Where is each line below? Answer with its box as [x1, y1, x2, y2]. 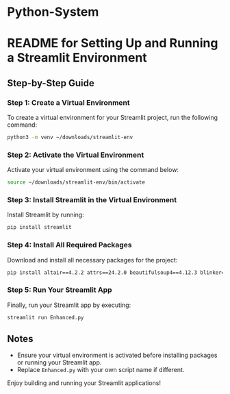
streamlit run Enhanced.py [7, 314, 84, 321]
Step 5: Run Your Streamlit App [7, 285, 112, 295]
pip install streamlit [7, 224, 72, 231]
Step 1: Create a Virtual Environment [7, 97, 130, 107]
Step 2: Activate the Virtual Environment [7, 150, 144, 160]
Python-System [7, 4, 99, 20]
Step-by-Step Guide [7, 77, 94, 89]
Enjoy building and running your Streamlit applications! [7, 379, 161, 387]
